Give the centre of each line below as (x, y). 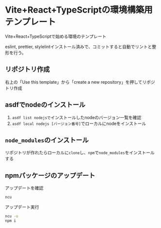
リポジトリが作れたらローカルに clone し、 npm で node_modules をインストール (80, 152)
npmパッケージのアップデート (50, 175)
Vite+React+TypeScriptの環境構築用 (79, 10)
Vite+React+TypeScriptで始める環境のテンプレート (56, 36)
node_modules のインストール (47, 140)
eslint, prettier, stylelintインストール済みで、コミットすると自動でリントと (79, 46)
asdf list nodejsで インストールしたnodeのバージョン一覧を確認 (77, 117)
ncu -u (12, 216)
